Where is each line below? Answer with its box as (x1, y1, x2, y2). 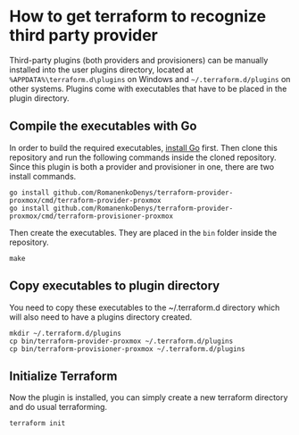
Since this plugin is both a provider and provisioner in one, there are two (9, 161, 275, 171)
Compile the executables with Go (9, 119, 197, 134)
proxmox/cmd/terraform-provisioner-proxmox (9, 212, 174, 221)
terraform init (9, 419, 66, 428)
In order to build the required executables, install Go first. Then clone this (9, 142, 278, 153)
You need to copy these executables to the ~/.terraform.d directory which (9, 302, 280, 313)
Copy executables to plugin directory (9, 279, 220, 294)
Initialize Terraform (9, 368, 118, 383)
